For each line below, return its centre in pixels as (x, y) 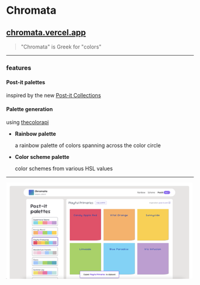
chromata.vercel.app (46, 33)
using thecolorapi (28, 122)
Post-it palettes (26, 82)
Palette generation (29, 109)
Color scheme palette (42, 157)
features (19, 68)
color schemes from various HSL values (64, 168)
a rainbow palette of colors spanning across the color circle (88, 145)
